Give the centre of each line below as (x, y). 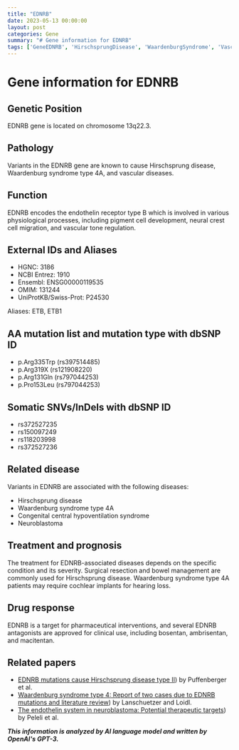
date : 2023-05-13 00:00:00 (47, 21)
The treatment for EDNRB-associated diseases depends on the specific (112, 562)
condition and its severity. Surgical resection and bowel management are (114, 570)
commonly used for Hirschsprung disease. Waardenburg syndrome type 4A (118, 577)
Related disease (44, 469)
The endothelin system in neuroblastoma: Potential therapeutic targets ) (122, 710)
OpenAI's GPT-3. (33, 739)
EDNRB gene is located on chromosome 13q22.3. (79, 126)
